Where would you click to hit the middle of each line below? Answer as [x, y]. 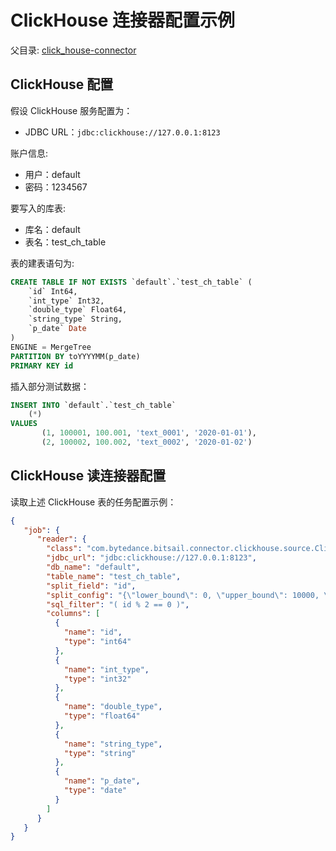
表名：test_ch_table [65, 242]
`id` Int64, [53, 291]
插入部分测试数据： [50, 386]
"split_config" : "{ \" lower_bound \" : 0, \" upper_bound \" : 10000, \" [189, 595]
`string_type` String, [75, 319]
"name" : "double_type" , [113, 707]
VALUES [24, 424]
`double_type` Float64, [78, 310]
